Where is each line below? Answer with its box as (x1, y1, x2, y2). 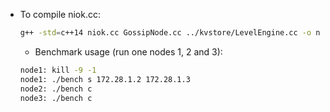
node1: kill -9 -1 (19, 65, 97, 75)
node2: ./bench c (19, 84, 93, 94)
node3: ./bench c (19, 93, 93, 103)
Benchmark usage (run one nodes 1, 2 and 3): (34, 45, 223, 58)
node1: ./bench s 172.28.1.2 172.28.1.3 (19, 74, 191, 84)
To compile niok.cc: (19, 9, 101, 20)
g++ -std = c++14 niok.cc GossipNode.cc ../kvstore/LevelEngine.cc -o (19, 28, 312, 38)
